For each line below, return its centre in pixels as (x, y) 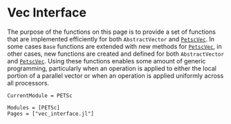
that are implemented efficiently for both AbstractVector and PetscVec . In (111, 39)
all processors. (28, 83)
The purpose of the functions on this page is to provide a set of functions (112, 32)
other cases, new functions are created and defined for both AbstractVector (116, 54)
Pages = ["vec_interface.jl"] (51, 114)
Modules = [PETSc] (34, 107)
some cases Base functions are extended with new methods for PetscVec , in (115, 46)
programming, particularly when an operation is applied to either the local (112, 68)
